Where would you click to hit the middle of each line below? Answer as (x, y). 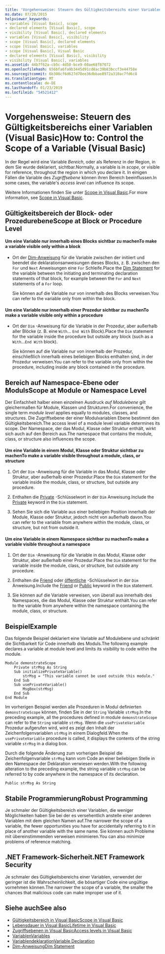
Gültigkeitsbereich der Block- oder (59, 213)
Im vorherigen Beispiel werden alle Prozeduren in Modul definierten (73, 707)
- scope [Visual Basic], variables (41, 46)
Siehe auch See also (36, 908)
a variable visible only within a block (43, 246)
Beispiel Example (31, 626)
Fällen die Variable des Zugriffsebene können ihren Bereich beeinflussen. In (81, 178)
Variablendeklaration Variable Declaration (53, 941)
